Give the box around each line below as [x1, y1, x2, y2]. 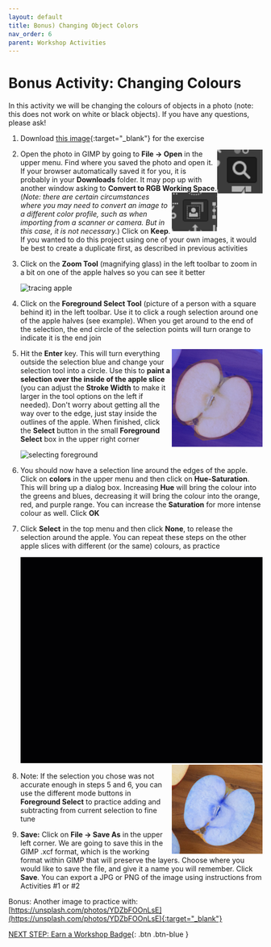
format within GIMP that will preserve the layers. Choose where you [19, 855, 244, 865]
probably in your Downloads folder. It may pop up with [19, 175, 202, 185]
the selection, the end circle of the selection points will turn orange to [19, 325, 252, 334]
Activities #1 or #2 [19, 881, 81, 891]
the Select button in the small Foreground [19, 426, 161, 435]
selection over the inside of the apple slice [19, 375, 165, 384]
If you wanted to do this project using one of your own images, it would [19, 235, 256, 245]
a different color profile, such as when [19, 210, 148, 219]
